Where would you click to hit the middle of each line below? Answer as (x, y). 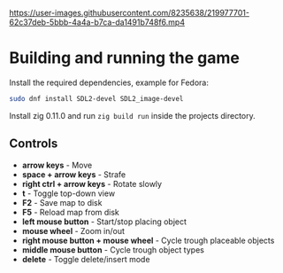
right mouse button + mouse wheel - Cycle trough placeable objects (148, 240)
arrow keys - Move (57, 165)
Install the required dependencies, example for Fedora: (109, 82)
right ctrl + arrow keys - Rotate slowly (92, 183)
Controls (34, 144)
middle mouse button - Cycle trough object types (113, 250)
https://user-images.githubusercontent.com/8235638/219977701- (130, 13)
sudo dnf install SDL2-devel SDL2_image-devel (96, 98)
